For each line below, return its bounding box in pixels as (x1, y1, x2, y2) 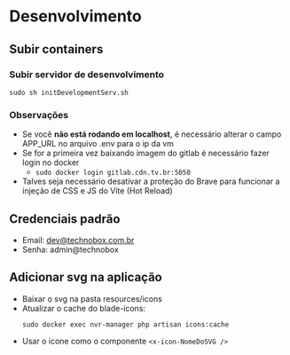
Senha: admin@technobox (21, 244, 120, 255)
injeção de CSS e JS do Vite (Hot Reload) (21, 185, 173, 196)
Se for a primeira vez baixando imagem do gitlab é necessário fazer (21, 148, 270, 159)
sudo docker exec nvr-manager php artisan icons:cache (21, 319, 230, 329)
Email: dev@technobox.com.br (21, 234, 135, 245)
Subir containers (9, 42, 104, 57)
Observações (9, 108, 69, 121)
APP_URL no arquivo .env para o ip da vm (21, 138, 175, 149)
